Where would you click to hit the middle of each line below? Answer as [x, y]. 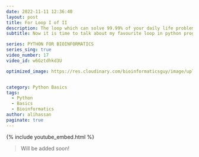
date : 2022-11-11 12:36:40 [39, 12]
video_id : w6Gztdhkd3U [34, 60]
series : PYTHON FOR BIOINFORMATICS [50, 44]
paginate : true [25, 120]
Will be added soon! [45, 148]
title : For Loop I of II [37, 22]
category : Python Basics [37, 87]
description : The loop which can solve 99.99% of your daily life [90, 28]
